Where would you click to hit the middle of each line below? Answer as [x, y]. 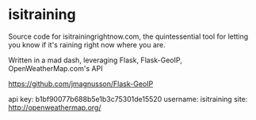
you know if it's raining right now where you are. [87, 44]
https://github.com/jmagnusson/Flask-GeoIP [81, 84]
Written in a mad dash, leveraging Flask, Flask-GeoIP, [95, 60]
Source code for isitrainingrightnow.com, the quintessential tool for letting [128, 36]
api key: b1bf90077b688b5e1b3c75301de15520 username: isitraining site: [128, 99]
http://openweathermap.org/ [55, 107]
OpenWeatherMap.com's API [55, 68]
